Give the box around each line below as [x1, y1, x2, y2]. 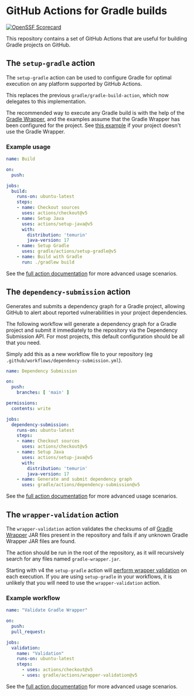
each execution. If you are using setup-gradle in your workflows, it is [6, 573, 172, 580]
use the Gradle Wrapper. [6, 128, 66, 135]
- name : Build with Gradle [16, 254, 83, 260]
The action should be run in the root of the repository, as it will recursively [6, 549, 185, 557]
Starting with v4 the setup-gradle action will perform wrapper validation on [6, 567, 188, 574]
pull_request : [11, 628, 46, 635]
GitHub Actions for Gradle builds [6, 4, 168, 18]
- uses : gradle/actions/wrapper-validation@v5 [21, 672, 138, 678]
